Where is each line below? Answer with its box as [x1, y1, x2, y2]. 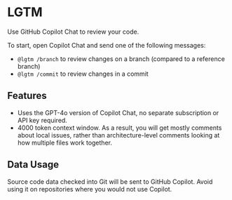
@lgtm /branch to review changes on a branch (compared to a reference [17, 54, 226, 63]
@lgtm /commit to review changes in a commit [17, 69, 149, 78]
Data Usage [7, 159, 60, 171]
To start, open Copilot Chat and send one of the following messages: [7, 41, 206, 49]
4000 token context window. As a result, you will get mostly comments [17, 124, 222, 132]
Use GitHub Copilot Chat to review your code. [7, 27, 139, 36]
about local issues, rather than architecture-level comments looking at [17, 131, 220, 139]
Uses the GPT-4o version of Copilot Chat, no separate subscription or [17, 108, 219, 116]
